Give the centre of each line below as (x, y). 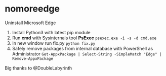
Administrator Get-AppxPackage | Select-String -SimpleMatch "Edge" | (87, 54)
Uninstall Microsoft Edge (30, 23)
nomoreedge (32, 9)
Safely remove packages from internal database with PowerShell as (82, 48)
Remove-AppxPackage (33, 58)
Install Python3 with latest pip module (51, 32)
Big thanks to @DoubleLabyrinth (38, 68)
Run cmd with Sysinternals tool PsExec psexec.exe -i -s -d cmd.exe (84, 38)
